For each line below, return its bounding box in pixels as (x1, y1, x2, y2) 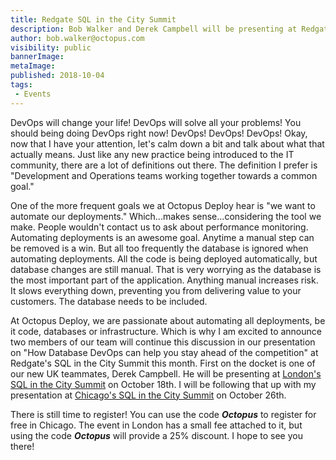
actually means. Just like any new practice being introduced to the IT (10, 148, 295, 160)
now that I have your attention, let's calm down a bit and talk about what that (10, 137, 325, 150)
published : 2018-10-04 (10, 71, 105, 81)
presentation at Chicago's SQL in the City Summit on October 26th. (10, 389, 287, 401)
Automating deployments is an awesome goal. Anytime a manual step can (10, 231, 315, 243)
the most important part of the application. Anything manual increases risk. (10, 274, 319, 286)
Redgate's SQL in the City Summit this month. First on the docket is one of (10, 357, 316, 369)
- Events (14, 89, 52, 99)
